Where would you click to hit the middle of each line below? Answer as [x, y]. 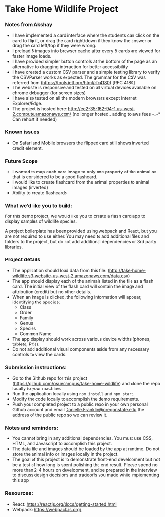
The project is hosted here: [40, 109]
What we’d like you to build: [39, 205]
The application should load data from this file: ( [61, 270]
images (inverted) [30, 188]
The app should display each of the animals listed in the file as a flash [83, 281]
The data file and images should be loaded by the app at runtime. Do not [86, 449]
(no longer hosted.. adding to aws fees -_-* [116, 114]
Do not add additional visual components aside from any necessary [81, 349]
